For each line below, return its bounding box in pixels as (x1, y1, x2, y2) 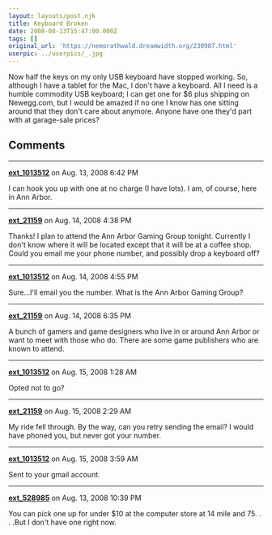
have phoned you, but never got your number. (8, 430, 162, 440)
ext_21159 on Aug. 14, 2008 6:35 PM (8, 310, 132, 321)
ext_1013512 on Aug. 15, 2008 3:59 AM (8, 454, 139, 464)
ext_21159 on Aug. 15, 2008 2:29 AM (8, 406, 132, 416)
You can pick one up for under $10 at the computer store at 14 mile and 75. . (8, 508, 261, 518)
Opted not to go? (8, 382, 65, 392)
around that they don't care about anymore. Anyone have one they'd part (8, 106, 253, 116)
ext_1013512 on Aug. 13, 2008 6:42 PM (8, 167, 139, 177)
